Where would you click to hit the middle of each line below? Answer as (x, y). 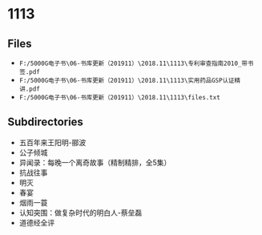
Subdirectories (45, 122)
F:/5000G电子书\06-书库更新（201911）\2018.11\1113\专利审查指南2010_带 (133, 63)
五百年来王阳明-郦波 (52, 142)
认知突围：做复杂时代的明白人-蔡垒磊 (81, 213)
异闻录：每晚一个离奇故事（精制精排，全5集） (95, 162)
